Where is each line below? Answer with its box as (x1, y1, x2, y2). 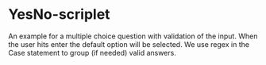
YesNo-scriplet (8, 5, 110, 23)
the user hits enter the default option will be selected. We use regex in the (8, 39, 250, 49)
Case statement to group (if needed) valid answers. (8, 48, 176, 57)
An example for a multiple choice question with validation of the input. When (8, 31, 258, 41)
